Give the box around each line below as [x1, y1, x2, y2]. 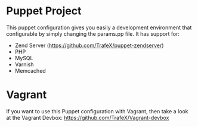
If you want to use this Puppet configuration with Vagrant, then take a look [6, 107, 189, 114]
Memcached [14, 67, 46, 74]
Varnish [14, 61, 34, 68]
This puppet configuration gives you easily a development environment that [6, 24, 192, 31]
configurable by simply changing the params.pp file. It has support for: [6, 30, 180, 37]
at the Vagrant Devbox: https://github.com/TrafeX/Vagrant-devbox [6, 114, 169, 121]
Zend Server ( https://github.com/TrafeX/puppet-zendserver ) [14, 42, 164, 49]
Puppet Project [6, 4, 82, 18]
